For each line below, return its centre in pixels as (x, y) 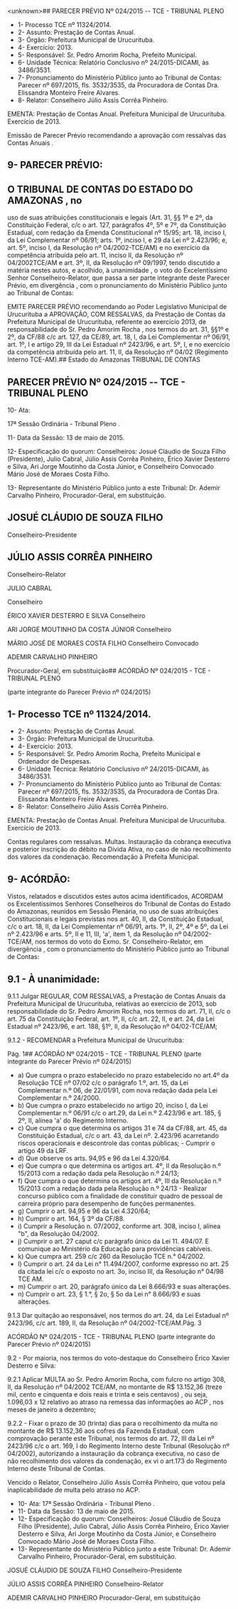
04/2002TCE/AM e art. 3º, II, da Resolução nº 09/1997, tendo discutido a (114, 263)
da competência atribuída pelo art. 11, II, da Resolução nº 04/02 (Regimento (118, 352)
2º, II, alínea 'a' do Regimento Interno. (73, 1121)
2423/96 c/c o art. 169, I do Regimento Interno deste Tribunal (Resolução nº (118, 1446)
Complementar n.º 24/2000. (59, 1098)
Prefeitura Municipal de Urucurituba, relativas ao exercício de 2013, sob (112, 1004)
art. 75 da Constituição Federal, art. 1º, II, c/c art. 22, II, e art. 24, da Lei (111, 1019)
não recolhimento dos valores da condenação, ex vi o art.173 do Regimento (117, 1461)
